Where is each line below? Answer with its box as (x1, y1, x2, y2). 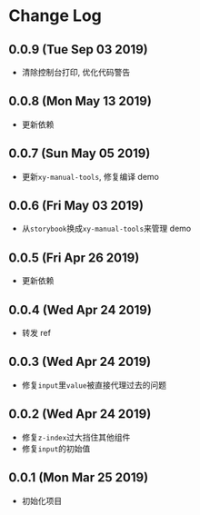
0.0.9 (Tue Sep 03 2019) (8, 42, 148, 57)
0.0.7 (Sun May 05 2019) (8, 146, 151, 162)
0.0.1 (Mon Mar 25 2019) (8, 470, 149, 486)
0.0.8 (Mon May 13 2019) (8, 94, 152, 109)
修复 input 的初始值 (21, 442, 91, 454)
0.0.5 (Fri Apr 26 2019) (8, 250, 140, 265)
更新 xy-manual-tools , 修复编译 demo (21, 171, 160, 182)
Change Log (8, 5, 102, 26)
